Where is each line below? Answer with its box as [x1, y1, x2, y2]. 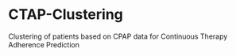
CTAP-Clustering [8, 6, 123, 24]
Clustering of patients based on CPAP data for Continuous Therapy [8, 32, 228, 41]
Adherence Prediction [8, 39, 79, 49]
